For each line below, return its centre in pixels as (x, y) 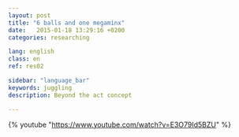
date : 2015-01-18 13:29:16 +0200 (67, 30)
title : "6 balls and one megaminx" (67, 23)
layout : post (30, 15)
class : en (24, 59)
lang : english (32, 52)
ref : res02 (26, 67)
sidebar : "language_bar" (49, 80)
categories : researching (49, 37)
